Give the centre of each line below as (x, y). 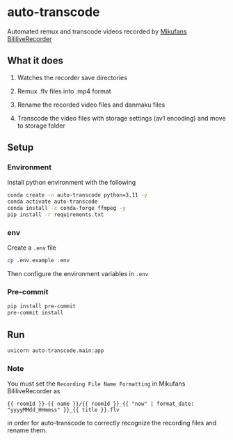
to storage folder (41, 126)
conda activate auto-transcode (53, 202)
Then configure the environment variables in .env (78, 274)
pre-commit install (35, 313)
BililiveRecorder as (34, 391)
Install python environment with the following (72, 183)
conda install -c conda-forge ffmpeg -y (67, 208)
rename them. (27, 430)
